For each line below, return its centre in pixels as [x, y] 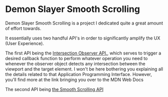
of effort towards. [23, 28]
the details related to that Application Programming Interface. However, [78, 74]
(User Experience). [25, 43]
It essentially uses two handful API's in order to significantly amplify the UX [83, 38]
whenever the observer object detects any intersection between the [75, 63]
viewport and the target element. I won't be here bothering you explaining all [84, 69]
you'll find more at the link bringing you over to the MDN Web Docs [74, 79]
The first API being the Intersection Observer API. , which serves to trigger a [83, 53]
